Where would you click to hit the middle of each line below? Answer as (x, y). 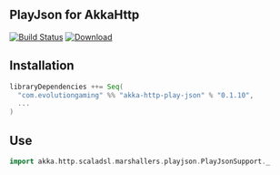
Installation (42, 66)
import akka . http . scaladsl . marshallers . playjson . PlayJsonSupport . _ (140, 161)
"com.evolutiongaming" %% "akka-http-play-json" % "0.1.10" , (136, 95)
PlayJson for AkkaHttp (75, 15)
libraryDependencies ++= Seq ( (67, 87)
